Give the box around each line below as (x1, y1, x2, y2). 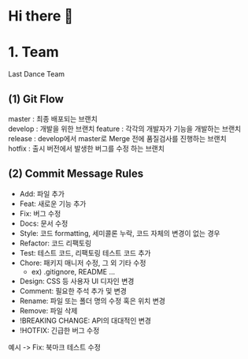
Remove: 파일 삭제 (19, 305, 78, 315)
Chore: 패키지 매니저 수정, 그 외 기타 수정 (19, 258, 146, 267)
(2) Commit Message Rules (8, 167, 144, 181)
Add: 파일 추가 (19, 189, 65, 198)
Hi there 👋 (8, 7, 73, 25)
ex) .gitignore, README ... (31, 267, 116, 276)
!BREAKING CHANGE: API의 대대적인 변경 (19, 316, 152, 325)
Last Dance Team (8, 69, 65, 79)
